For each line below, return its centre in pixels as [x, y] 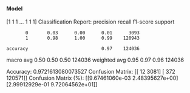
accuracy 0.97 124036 [73, 49]
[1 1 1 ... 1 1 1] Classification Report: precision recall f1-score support [90, 22]
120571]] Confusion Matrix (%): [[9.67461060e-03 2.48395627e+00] [92, 78]
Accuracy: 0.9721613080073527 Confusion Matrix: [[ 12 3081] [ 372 [91, 72]
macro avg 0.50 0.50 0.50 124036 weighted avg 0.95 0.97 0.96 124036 [95, 60]
